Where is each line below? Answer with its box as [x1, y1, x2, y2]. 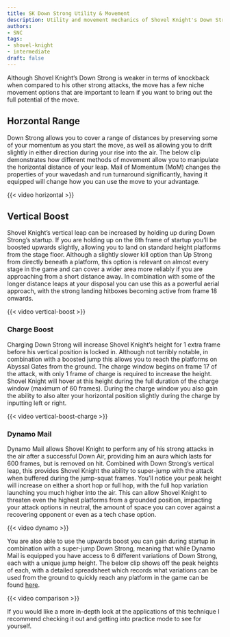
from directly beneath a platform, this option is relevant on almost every [7, 258, 209, 266]
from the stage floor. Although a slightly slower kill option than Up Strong [7, 251, 212, 259]
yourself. [7, 622, 32, 630]
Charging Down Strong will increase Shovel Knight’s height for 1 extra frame [7, 340, 221, 349]
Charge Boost [7, 325, 54, 334]
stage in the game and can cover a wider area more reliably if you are [7, 265, 203, 273]
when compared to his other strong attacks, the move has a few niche [7, 80, 205, 89]
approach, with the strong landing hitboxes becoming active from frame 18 [7, 287, 218, 295]
